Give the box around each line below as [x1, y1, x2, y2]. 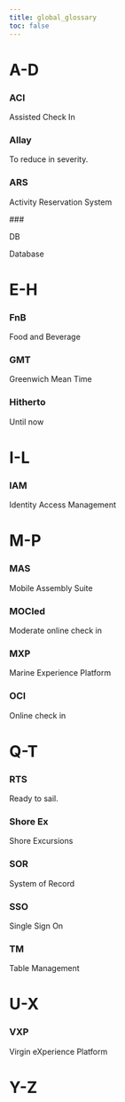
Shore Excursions [9, 836, 74, 847]
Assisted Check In [9, 111, 75, 122]
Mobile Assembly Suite [9, 582, 93, 593]
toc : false [9, 21, 50, 30]
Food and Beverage [9, 331, 82, 343]
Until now [9, 416, 44, 427]
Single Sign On [9, 920, 64, 931]
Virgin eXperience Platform [9, 1046, 108, 1057]
